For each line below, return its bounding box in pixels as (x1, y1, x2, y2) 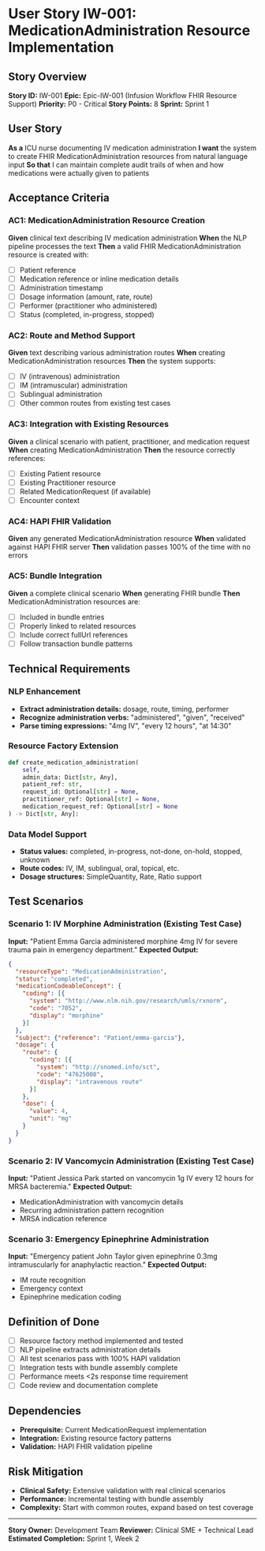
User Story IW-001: (8, 5, 136, 23)
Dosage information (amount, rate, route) (19, 292, 153, 301)
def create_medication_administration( (8, 758, 140, 766)
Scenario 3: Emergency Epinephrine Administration (8, 1233, 209, 1244)
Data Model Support (8, 828, 87, 839)
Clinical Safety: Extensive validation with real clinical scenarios (19, 1486, 226, 1496)
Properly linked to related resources (19, 621, 136, 630)
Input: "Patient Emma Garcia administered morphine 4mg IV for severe (8, 936, 238, 946)
